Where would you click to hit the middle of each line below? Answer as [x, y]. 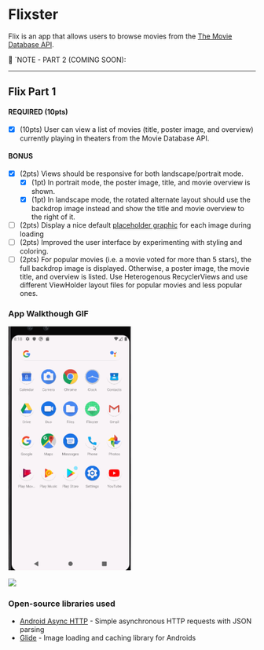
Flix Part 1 [32, 92]
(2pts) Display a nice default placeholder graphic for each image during [135, 225]
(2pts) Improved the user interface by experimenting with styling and [131, 243]
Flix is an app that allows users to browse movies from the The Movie [120, 36]
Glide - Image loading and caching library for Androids [108, 637]
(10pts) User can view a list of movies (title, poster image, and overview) [136, 129]
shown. [43, 191]
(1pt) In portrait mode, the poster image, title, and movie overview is [141, 182]
